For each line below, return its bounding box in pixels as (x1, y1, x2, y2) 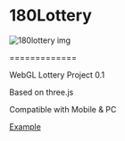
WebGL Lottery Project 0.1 (9, 69, 105, 80)
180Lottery (9, 5, 92, 26)
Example (9, 121, 42, 132)
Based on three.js (9, 87, 74, 97)
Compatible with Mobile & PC (9, 104, 117, 114)
